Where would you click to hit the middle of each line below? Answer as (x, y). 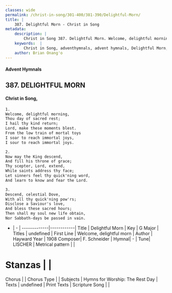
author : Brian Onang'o (39, 53)
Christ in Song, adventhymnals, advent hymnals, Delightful (89, 48)
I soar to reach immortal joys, (40, 138)
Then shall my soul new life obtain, (46, 214)
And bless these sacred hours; (39, 209)
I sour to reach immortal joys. (40, 142)
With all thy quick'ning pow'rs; (41, 199)
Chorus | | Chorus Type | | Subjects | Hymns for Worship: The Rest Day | (81, 279)
